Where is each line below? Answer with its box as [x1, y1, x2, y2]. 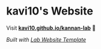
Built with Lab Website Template [6, 36, 86, 43]
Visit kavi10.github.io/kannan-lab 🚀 [6, 24, 96, 31]
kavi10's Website [6, 4, 93, 18]
